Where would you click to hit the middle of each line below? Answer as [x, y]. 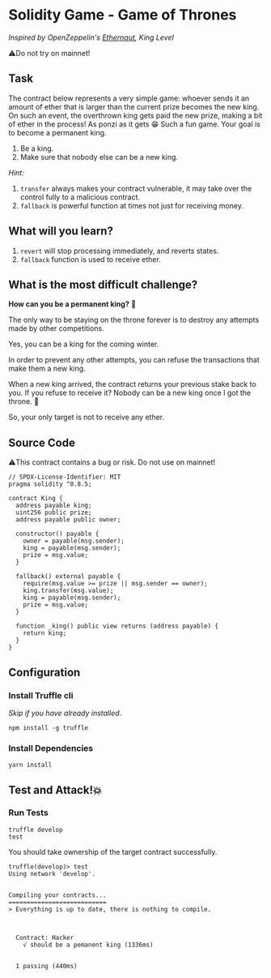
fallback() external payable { [68, 577]
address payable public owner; [68, 520]
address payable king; [54, 506]
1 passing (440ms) [47, 966]
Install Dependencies [51, 748]
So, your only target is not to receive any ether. [87, 417]
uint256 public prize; [54, 513]
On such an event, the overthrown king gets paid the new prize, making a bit [135, 115]
